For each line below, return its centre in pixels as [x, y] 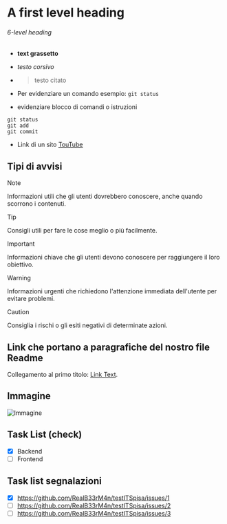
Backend [30, 451]
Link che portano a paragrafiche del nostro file [108, 347]
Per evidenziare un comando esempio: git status [88, 94]
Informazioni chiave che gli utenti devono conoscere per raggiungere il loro [113, 258]
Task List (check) [45, 435]
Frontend [30, 459]
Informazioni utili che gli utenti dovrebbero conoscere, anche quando [105, 196]
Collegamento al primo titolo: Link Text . [63, 375]
